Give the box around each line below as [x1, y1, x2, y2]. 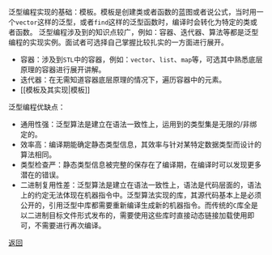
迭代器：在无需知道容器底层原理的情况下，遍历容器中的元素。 [19, 75, 227, 84]
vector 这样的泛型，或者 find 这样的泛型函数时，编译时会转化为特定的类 [15, 17, 251, 27]
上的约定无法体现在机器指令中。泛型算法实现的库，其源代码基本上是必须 [19, 190, 261, 200]
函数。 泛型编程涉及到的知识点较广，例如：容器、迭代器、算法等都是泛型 [15, 28, 259, 36]
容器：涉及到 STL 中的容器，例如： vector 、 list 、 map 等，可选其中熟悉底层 [19, 55, 263, 64]
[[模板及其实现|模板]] [19, 85, 91, 95]
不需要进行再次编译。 [34, 221, 106, 230]
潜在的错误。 [19, 170, 63, 180]
